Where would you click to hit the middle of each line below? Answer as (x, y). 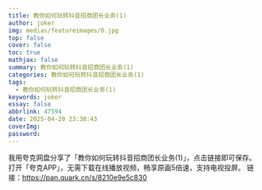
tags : (17, 82)
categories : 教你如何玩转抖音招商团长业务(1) (76, 75)
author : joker (32, 23)
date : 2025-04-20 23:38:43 (53, 119)
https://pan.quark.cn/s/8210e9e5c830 (85, 177)
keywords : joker (35, 97)
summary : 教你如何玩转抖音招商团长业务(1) (71, 68)
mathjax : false (33, 60)
